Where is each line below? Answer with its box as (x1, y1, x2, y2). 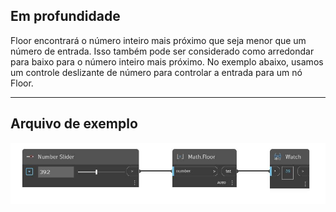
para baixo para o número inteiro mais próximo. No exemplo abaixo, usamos (10, 55, 324, 68)
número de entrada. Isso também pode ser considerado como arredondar (10, 45, 315, 57)
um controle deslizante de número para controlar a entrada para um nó (10, 66, 303, 78)
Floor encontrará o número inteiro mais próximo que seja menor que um (10, 34, 307, 46)
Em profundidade (10, 8, 121, 25)
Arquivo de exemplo (10, 115, 138, 133)
